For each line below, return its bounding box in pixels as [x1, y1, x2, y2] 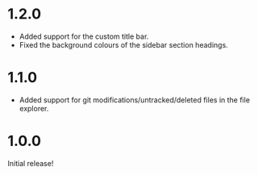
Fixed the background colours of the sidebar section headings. [19, 40, 229, 49]
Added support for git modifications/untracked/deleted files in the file [19, 94, 251, 105]
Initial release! [7, 158, 54, 168]
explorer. [19, 103, 49, 113]
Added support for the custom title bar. [19, 31, 149, 41]
